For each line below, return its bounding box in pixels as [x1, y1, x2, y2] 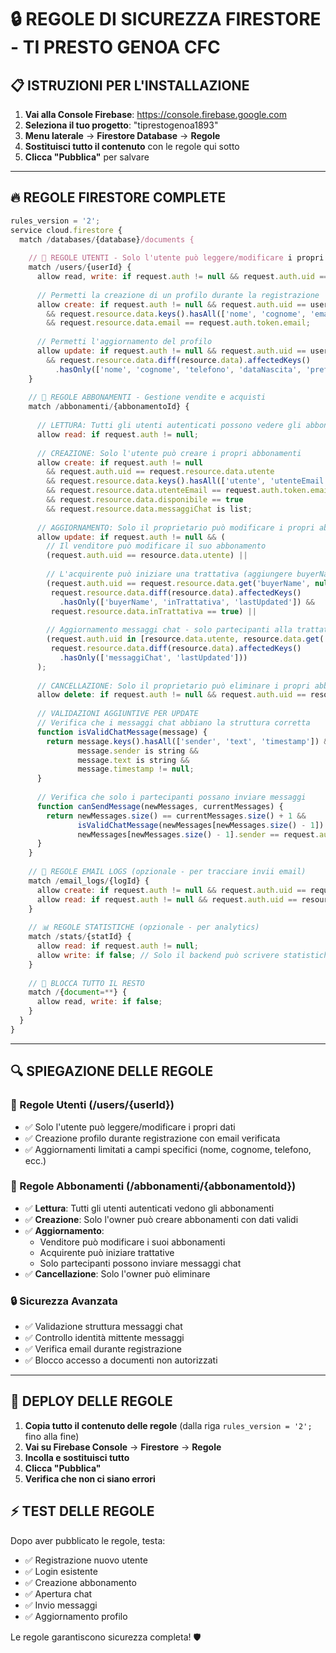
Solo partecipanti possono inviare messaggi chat [39, 1257, 242, 1269]
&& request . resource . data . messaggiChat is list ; [46, 504, 253, 514]
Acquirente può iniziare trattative [39, 1246, 175, 1258]
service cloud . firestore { [10, 225, 123, 235]
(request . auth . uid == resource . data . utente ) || [46, 551, 248, 561]
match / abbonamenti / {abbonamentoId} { [28, 402, 190, 412]
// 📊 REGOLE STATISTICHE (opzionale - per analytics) [28, 922, 260, 933]
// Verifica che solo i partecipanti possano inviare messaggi [36, 792, 307, 803]
